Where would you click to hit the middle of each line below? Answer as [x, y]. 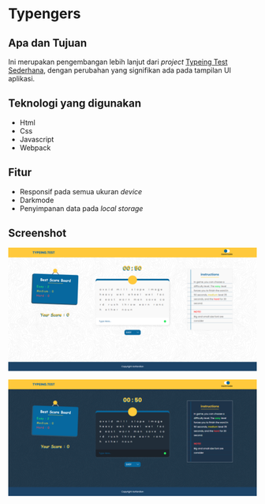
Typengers [45, 14]
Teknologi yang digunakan [75, 103]
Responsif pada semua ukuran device [81, 191]
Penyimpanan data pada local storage [81, 208]
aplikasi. [22, 79]
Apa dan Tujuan [48, 43]
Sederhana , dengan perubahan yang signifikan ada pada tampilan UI [119, 70]
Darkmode [37, 200]
